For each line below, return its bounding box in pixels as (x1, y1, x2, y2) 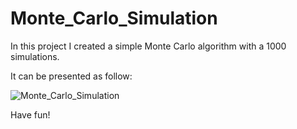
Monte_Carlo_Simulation (10, 7, 218, 30)
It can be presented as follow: (10, 70, 133, 82)
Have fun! (10, 108, 51, 121)
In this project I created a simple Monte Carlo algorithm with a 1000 (10, 40, 287, 52)
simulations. (10, 50, 60, 62)
